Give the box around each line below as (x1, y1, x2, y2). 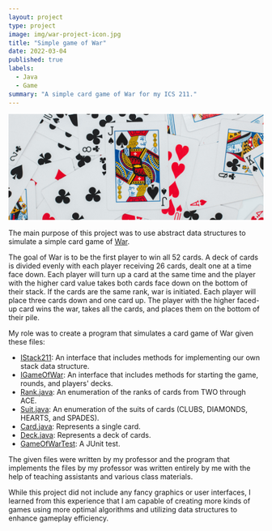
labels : (8, 65, 35, 73)
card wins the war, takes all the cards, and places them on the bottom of (19, 304, 261, 314)
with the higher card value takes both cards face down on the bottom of (8, 278, 249, 288)
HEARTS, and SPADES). (19, 413, 100, 422)
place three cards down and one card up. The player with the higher (8, 295, 236, 305)
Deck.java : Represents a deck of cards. (19, 430, 151, 439)
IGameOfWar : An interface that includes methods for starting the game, (19, 370, 259, 379)
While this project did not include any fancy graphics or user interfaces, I (8, 487, 251, 497)
